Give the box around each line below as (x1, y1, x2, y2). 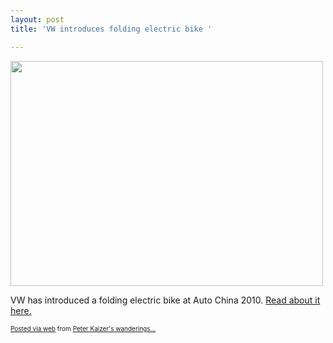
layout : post (10, 14, 65, 25)
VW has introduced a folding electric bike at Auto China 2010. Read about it (10, 294, 321, 306)
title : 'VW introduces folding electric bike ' (10, 24, 213, 34)
